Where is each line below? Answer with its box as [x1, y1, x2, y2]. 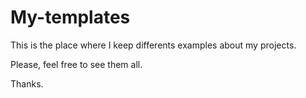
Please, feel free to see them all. [10, 58, 143, 70]
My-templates [10, 6, 131, 29]
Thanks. [10, 77, 44, 90]
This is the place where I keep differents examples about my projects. [10, 39, 297, 51]
